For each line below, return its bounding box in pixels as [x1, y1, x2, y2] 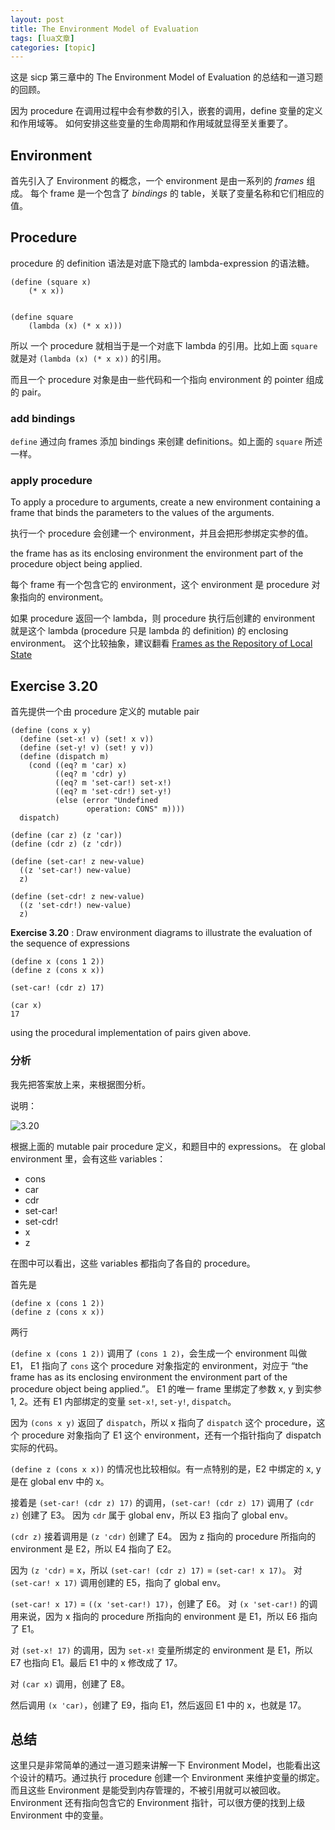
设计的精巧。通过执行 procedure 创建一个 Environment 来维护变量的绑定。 [18, 1772, 325, 1784]
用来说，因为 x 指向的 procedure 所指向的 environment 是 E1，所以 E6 [10, 1610, 298, 1622]
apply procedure [10, 474, 93, 488]
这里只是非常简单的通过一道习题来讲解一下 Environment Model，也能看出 [10, 1759, 312, 1771]
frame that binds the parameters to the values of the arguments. [10, 507, 275, 519]
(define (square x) [10, 277, 92, 287]
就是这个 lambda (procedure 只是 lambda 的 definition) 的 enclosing [10, 625, 289, 637]
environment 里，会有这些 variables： [10, 1152, 167, 1165]
